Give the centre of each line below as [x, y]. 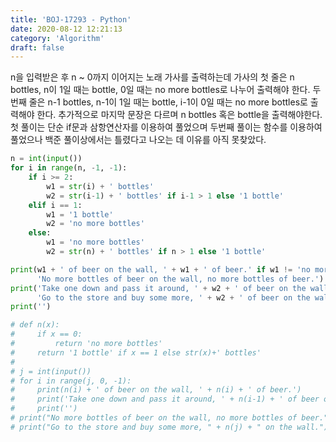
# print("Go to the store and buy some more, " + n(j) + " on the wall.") [169, 427]
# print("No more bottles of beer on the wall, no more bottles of [154, 418]
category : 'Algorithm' [57, 38]
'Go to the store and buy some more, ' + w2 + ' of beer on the [173, 297]
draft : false [37, 47]
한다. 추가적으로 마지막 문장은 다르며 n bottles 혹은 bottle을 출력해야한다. [179, 115]
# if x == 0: [46, 334]
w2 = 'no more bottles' [95, 224]
